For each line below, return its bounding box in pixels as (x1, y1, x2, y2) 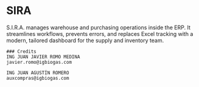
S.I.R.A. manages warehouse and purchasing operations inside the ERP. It (6, 24, 190, 31)
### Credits (6, 48, 37, 55)
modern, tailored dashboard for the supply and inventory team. (6, 37, 164, 44)
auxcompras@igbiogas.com (6, 75, 69, 81)
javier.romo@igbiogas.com (6, 59, 72, 65)
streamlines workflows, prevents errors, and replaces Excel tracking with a (6, 30, 194, 37)
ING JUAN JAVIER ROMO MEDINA (6, 54, 80, 60)
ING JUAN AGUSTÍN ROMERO (6, 69, 69, 76)
